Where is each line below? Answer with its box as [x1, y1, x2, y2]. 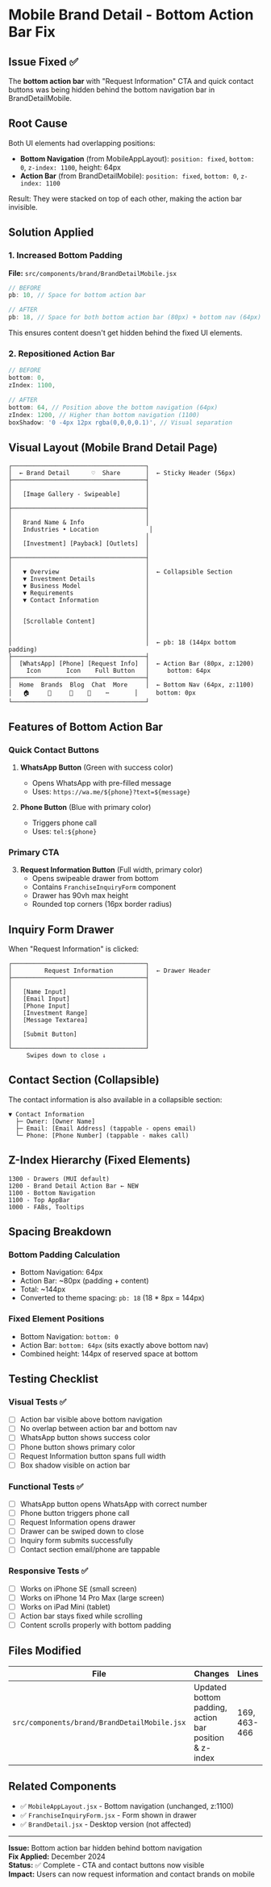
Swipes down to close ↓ [26, 1051, 106, 1060]
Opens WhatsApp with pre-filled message [31, 778, 172, 787]
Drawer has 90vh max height [31, 891, 129, 900]
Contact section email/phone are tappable [19, 1545, 161, 1555]
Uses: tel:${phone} [31, 826, 97, 836]
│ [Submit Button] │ [8, 1030, 150, 1038]
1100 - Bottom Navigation [8, 1188, 95, 1197]
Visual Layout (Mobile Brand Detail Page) [8, 440, 218, 454]
